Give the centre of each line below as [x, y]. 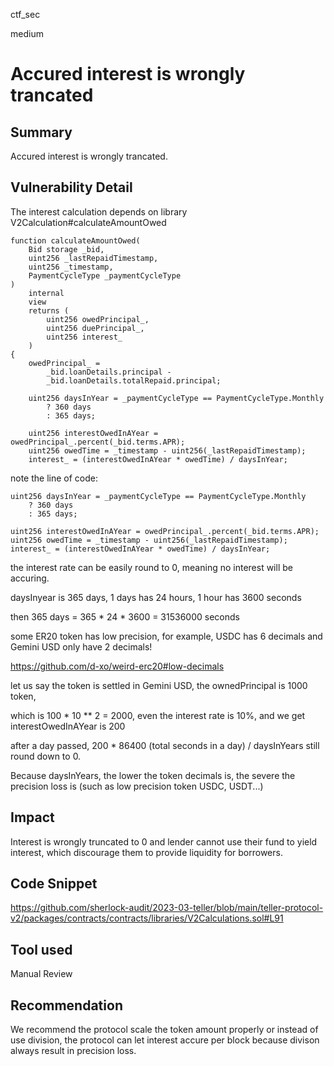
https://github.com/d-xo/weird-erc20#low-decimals [117, 666]
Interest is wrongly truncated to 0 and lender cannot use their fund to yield [164, 841]
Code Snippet [54, 884]
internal [46, 293]
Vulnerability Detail [71, 187]
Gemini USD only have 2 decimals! [81, 646]
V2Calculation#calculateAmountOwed [88, 222]
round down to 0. [46, 756]
